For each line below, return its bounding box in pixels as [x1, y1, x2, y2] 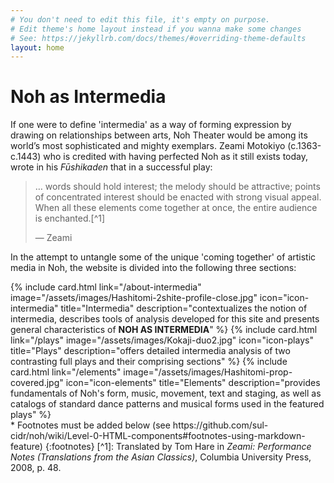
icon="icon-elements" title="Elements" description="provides [65, 377, 321, 389]
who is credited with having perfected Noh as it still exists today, [43, 151, 308, 163]
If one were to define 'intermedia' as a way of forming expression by [10, 119, 292, 131]
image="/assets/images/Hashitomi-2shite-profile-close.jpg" [10, 292, 258, 304]
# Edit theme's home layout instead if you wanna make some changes [10, 24, 302, 34]
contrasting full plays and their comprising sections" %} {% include [10, 356, 288, 368]
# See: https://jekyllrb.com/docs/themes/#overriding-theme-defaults [10, 33, 307, 43]
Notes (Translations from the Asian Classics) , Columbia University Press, [10, 451, 312, 463]
